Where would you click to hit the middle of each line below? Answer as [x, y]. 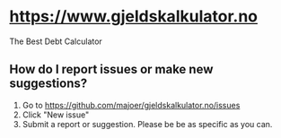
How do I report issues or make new [111, 69]
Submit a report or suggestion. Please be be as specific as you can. [147, 124]
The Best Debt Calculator [56, 41]
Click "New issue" [56, 115]
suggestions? [48, 84]
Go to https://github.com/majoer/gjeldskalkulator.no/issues [131, 105]
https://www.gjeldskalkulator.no [134, 17]
